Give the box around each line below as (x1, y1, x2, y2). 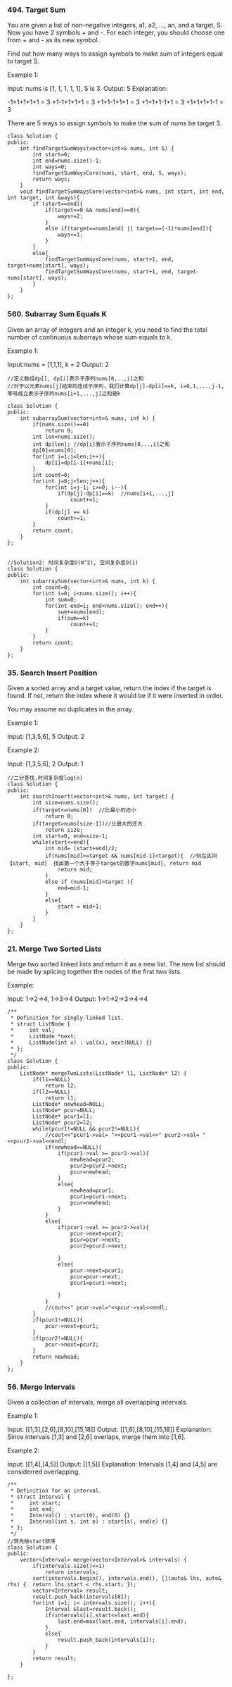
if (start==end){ (32, 201, 83, 208)
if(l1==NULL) (32, 1076, 71, 1083)
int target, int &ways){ (7, 194, 80, 201)
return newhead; (32, 1354, 80, 1361)
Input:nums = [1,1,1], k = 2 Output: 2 (7, 360, 109, 368)
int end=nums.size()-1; (32, 157, 102, 165)
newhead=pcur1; (70, 1187, 115, 1195)
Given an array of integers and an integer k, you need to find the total (7, 325, 207, 334)
